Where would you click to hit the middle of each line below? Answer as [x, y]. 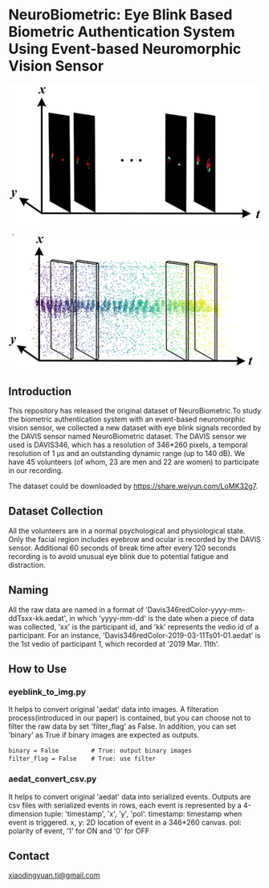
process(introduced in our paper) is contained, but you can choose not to [130, 718]
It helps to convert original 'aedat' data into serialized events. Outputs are [130, 796]
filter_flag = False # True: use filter [82, 759]
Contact [29, 856]
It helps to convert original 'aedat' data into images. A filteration [114, 709]
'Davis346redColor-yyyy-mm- [196, 610]
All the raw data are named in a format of [76, 610]
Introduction [40, 391]
